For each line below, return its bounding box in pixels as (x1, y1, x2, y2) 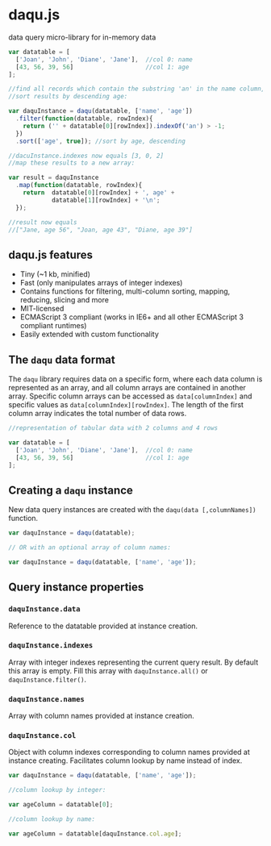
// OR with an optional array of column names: (8, 544, 172, 552)
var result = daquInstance (8, 173, 99, 182)
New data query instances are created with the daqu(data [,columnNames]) (8, 505, 256, 515)
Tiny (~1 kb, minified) (19, 269, 91, 279)
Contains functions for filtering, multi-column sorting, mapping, (19, 286, 231, 296)
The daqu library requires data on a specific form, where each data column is (8, 374, 263, 384)
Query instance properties (8, 581, 144, 594)
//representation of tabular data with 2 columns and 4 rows (8, 424, 219, 432)
